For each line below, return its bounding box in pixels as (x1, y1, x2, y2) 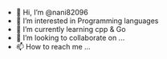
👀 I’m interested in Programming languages (15, 16, 159, 26)
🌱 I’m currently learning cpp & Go (15, 25, 126, 33)
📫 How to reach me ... (15, 42, 91, 51)
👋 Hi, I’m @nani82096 (15, 8, 88, 17)
